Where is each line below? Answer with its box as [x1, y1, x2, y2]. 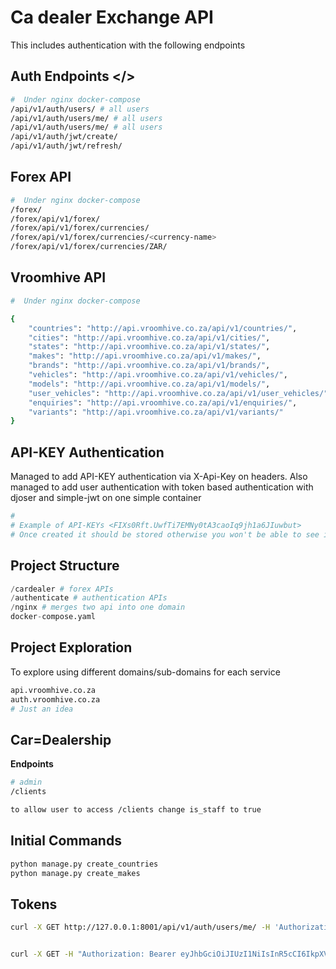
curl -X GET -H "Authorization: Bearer [10, 949, 177, 960]
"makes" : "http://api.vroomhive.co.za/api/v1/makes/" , [28, 351, 262, 361]
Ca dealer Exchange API [10, 6, 214, 29]
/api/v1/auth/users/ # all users [10, 104, 150, 114]
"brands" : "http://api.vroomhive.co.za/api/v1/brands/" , [28, 361, 271, 371]
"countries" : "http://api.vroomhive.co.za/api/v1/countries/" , [28, 323, 298, 333]
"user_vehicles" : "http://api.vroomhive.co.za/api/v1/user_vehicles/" [28, 388, 329, 398]
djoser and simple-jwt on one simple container [10, 492, 202, 504]
